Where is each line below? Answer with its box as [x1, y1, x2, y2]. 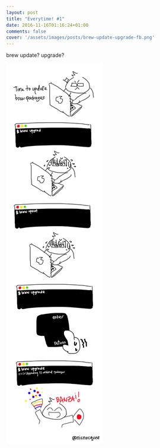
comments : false [6, 28, 46, 34]
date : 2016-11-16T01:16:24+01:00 [6, 22, 89, 28]
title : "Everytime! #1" [6, 15, 65, 22]
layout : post [6, 9, 39, 15]
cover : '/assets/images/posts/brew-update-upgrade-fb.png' [6, 34, 155, 41]
